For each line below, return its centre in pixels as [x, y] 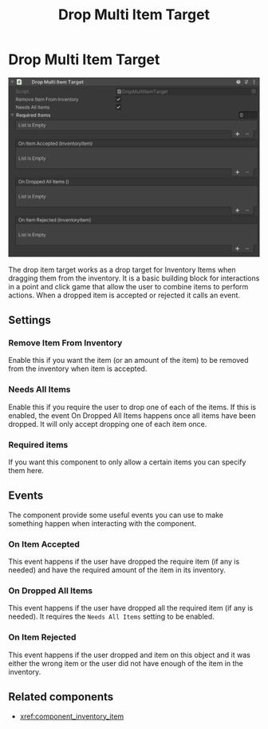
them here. [26, 471]
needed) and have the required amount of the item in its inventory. [117, 570]
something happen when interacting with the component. [102, 523]
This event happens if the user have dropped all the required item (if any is [131, 608]
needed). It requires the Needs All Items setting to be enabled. [112, 616]
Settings [30, 320]
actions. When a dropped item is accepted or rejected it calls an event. [124, 295]
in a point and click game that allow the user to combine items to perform [128, 286]
